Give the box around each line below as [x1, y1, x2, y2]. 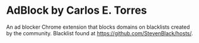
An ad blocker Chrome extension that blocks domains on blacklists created [6, 23, 190, 30]
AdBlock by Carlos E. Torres [6, 4, 147, 17]
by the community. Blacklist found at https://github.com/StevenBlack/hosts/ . [6, 29, 194, 36]
